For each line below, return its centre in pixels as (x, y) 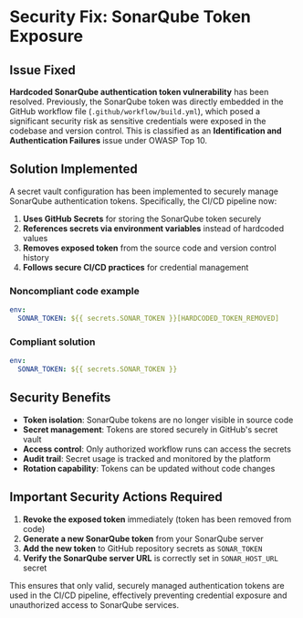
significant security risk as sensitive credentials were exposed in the (138, 121)
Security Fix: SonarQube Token (130, 17)
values (35, 238)
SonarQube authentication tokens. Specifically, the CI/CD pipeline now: (143, 201)
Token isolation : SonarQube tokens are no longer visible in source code (158, 420)
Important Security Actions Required (116, 497)
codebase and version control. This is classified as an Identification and (146, 131)
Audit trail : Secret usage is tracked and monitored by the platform (146, 458)
